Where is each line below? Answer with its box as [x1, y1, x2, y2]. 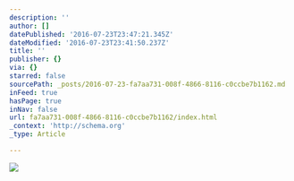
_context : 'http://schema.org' [9, 122, 126, 131]
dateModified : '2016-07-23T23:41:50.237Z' [9, 38, 170, 47]
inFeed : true [9, 88, 58, 97]
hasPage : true [9, 96, 63, 106]
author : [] [9, 22, 50, 30]
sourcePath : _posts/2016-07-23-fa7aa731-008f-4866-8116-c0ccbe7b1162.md [9, 80, 286, 89]
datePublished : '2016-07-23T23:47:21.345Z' [9, 30, 174, 39]
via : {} [9, 64, 38, 73]
